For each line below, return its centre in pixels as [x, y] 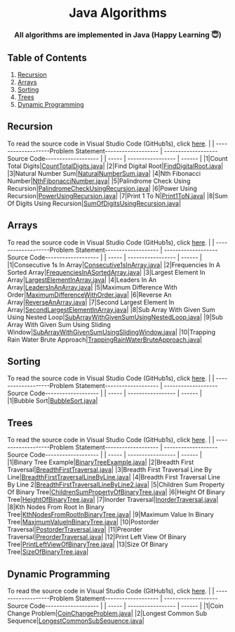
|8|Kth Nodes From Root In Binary [56, 507]
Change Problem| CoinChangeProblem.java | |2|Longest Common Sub [107, 613]
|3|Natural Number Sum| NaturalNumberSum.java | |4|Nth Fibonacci [104, 173]
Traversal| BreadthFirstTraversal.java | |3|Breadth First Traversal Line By [110, 470]
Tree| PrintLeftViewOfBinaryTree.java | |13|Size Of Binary [88, 544]
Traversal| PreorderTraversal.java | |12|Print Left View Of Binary [97, 537]
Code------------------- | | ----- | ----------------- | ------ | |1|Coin [126, 605]
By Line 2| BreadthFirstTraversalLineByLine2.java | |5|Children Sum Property [116, 485]
